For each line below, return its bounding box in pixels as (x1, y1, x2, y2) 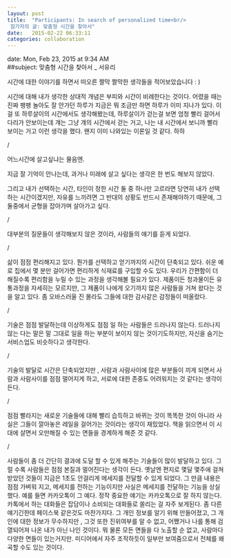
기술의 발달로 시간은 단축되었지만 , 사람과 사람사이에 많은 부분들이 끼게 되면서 (7, 366, 215, 374)
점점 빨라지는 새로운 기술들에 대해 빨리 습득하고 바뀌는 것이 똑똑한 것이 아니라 (7, 411, 215, 420)
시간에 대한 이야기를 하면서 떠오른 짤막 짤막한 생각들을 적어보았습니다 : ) (7, 77, 201, 86)
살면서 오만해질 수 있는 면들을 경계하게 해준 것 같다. (19, 429, 158, 437)
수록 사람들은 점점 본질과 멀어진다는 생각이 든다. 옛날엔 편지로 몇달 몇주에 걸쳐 (14, 465, 224, 474)
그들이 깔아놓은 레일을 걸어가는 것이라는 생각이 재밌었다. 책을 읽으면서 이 (19, 420, 215, 429)
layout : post (7, 10, 45, 17)
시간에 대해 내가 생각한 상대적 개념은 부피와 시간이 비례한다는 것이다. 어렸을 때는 (7, 93, 223, 101)
